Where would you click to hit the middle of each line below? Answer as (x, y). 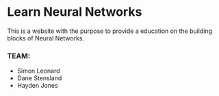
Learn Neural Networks (75, 12)
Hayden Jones (37, 86)
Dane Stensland (39, 78)
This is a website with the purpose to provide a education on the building (110, 31)
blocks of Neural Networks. (46, 38)
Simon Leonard (38, 71)
